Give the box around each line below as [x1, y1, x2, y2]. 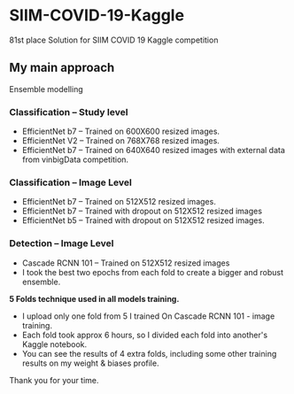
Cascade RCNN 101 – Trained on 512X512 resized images [21, 258, 230, 268]
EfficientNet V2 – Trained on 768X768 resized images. [21, 135, 220, 146]
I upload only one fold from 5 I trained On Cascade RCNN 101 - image [21, 311, 275, 321]
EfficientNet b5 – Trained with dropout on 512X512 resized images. [21, 215, 265, 226]
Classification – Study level [9, 105, 128, 118]
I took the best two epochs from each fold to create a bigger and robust [21, 267, 283, 277]
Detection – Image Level [9, 237, 114, 250]
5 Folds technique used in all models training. [9, 293, 180, 304]
